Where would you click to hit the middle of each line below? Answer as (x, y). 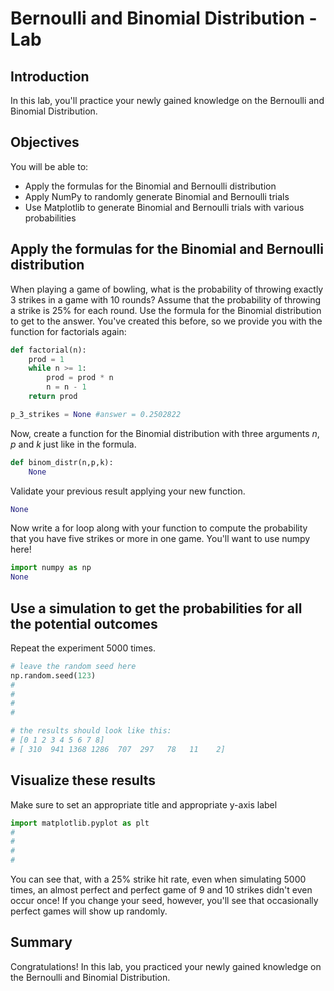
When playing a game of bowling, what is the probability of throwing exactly (167, 289)
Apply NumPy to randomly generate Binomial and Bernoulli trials (157, 196)
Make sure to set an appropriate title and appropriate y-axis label (144, 804)
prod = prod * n (80, 378)
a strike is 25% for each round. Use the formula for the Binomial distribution (166, 310)
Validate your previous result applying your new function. (128, 491)
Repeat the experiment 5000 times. (83, 648)
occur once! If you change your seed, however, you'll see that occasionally (164, 900)
